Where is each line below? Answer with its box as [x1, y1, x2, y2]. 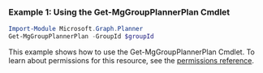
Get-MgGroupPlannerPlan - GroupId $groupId [8, 32, 154, 41]
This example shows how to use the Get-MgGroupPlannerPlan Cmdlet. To [8, 47, 256, 57]
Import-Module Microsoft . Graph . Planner [8, 25, 144, 33]
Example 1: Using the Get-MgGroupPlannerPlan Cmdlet [8, 6, 231, 18]
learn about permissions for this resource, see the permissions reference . [8, 56, 254, 66]
